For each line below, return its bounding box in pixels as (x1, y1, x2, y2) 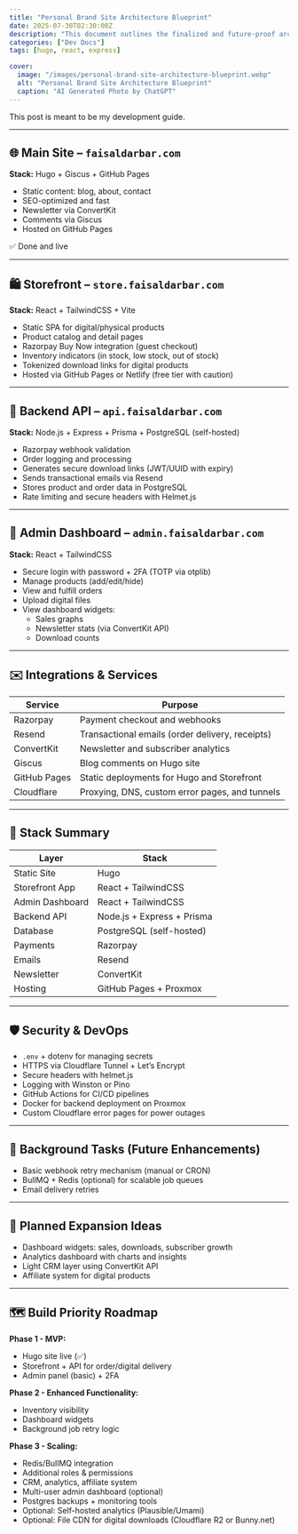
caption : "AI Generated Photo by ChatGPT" (17, 86, 176, 96)
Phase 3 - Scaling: (9, 1441, 78, 1451)
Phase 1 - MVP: (9, 1333, 67, 1344)
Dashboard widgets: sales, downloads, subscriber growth (21, 1242, 233, 1252)
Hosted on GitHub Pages (21, 224, 114, 235)
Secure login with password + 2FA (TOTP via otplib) (21, 566, 211, 577)
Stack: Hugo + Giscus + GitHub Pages (9, 169, 150, 180)
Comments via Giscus (21, 214, 103, 225)
